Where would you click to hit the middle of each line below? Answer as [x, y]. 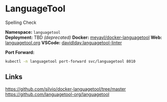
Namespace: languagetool [33, 32]
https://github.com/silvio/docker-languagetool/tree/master [66, 89]
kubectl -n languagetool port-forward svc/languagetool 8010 [70, 61]
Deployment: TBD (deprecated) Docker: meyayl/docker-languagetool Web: [83, 37]
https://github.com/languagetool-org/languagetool [57, 94]
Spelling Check [21, 22]
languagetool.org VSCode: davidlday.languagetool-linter [63, 42]
